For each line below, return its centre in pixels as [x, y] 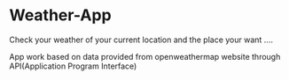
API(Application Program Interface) [73, 66]
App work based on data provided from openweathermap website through [145, 56]
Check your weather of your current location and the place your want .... [141, 40]
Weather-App [61, 15]
